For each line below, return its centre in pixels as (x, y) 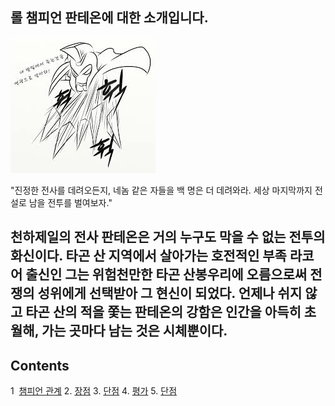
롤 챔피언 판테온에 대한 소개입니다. (109, 18)
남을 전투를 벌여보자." (70, 202)
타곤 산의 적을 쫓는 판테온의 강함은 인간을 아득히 (163, 312)
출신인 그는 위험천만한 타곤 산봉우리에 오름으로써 (166, 274)
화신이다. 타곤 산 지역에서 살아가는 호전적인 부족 (148, 256)
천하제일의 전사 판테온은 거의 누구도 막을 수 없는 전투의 (168, 237)
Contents (40, 365)
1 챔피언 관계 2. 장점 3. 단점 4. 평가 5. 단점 (94, 391)
